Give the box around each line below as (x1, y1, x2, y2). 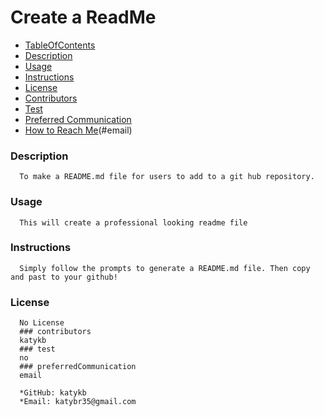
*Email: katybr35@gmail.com (19, 397, 137, 407)
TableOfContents (24, 39, 96, 51)
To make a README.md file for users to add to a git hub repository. (19, 172, 315, 182)
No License (19, 318, 65, 328)
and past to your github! (10, 272, 118, 282)
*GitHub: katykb (19, 388, 87, 398)
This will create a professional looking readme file (19, 217, 248, 228)
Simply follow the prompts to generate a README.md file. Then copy (19, 263, 311, 273)
